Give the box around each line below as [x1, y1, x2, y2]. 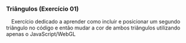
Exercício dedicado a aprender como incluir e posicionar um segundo [11, 18, 181, 25]
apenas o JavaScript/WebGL [6, 31, 76, 38]
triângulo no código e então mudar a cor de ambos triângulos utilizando [6, 24, 181, 31]
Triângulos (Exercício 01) [6, 5, 79, 13]
